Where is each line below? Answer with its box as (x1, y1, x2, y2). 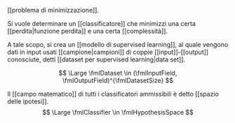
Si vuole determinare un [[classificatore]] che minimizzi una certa (7, 20, 196, 27)
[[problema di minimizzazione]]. (7, 6, 100, 14)
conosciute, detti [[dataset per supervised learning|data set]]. (7, 55, 186, 64)
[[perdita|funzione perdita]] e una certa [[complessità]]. (7, 27, 168, 35)
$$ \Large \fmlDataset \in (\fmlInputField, (58, 69, 177, 77)
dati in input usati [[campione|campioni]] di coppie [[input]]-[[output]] (7, 48, 209, 56)
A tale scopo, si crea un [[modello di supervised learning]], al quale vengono (7, 41, 229, 48)
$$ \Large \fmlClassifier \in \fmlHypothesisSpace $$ (41, 108, 194, 116)
